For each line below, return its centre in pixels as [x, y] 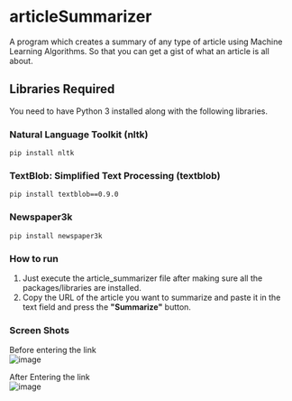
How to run [34, 258]
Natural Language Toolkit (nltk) [79, 135]
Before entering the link [53, 350]
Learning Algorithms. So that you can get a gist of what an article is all [140, 51]
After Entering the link [50, 378]
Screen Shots [40, 330]
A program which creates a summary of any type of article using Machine [146, 42]
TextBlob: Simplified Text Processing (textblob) [115, 175]
